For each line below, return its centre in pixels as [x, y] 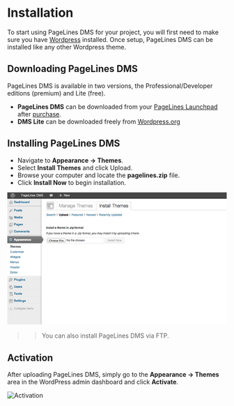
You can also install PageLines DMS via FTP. [105, 336]
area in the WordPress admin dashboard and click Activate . [93, 382]
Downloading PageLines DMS [72, 69]
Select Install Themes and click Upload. [75, 167]
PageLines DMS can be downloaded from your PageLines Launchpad [117, 107]
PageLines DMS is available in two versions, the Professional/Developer [110, 86]
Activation [30, 358]
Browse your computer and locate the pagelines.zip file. [98, 175]
